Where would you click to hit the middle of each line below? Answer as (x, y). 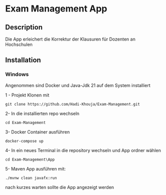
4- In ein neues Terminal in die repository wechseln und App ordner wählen (83, 150)
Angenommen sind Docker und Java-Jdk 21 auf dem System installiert (78, 85)
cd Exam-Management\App (30, 159)
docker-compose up (24, 141)
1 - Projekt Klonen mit (27, 95)
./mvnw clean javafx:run (31, 178)
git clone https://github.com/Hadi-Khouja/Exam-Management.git (73, 104)
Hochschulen (19, 44)
